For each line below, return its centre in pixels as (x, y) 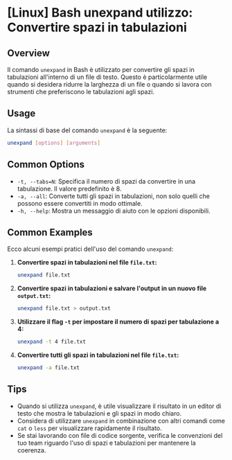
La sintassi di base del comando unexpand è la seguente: (87, 130)
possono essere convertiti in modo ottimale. (80, 203)
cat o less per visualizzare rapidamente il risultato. (90, 428)
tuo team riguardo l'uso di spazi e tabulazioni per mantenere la (106, 443)
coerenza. (32, 450)
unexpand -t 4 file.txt (52, 342)
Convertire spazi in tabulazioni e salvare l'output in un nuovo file (112, 288)
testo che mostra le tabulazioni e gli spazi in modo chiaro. (99, 413)
